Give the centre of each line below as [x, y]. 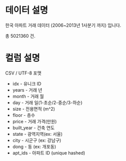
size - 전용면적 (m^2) [34, 109]
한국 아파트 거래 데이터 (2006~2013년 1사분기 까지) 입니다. [63, 25]
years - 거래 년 [27, 90]
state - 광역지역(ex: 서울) [38, 134]
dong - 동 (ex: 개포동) [34, 146]
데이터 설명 [27, 10]
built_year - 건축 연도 [34, 128]
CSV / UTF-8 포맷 [23, 73]
